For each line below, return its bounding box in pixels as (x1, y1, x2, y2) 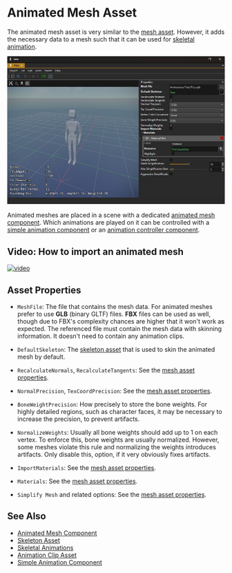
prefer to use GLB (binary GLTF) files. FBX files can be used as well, (17, 310, 211, 319)
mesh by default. (17, 353, 66, 361)
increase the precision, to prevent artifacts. (17, 415, 140, 423)
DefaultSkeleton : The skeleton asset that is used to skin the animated (17, 346, 215, 354)
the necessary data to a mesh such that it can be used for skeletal (7, 35, 195, 43)
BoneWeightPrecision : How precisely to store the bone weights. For (17, 400, 207, 408)
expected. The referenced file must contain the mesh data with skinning (17, 325, 222, 333)
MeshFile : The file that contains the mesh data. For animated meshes (17, 303, 213, 311)
